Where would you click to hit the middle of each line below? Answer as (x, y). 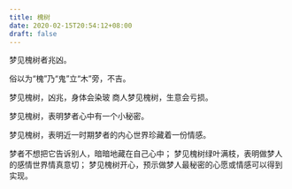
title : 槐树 (30, 17)
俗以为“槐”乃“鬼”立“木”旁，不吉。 (70, 79)
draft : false (33, 34)
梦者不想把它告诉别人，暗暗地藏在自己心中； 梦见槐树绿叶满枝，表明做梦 (142, 154)
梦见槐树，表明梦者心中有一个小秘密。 (79, 117)
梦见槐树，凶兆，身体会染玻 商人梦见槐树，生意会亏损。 (111, 97)
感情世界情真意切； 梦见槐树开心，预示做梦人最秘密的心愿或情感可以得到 (150, 165)
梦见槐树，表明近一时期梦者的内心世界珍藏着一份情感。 (110, 135)
